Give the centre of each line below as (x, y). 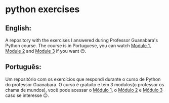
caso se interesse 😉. (27, 95)
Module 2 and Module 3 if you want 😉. (46, 51)
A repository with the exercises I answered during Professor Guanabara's (82, 40)
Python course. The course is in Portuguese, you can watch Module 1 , (78, 46)
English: (18, 28)
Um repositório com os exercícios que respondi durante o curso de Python (83, 79)
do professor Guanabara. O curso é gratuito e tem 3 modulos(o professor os (85, 84)
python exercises (43, 9)
